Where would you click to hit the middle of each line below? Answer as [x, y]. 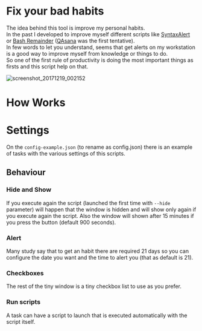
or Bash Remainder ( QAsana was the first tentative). [71, 41]
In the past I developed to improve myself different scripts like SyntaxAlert [98, 34]
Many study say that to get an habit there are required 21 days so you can [97, 251]
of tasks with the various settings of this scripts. [66, 154]
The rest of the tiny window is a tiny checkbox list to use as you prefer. [94, 286]
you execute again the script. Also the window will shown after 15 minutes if [100, 215]
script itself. [21, 321]
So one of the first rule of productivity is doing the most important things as [100, 60]
